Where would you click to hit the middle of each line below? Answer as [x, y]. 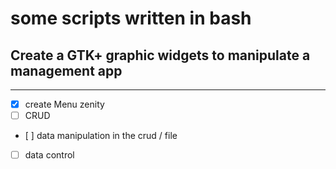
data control [49, 155]
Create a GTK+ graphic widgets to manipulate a [160, 55]
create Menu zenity [64, 104]
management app [66, 70]
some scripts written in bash [131, 18]
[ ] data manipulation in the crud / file [101, 136]
